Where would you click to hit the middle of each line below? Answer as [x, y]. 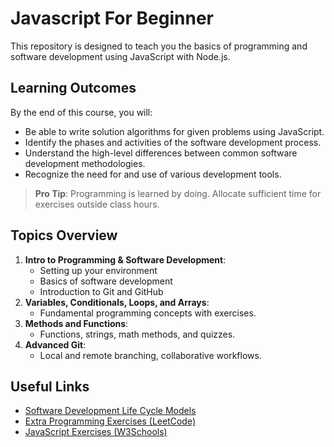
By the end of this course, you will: [81, 112]
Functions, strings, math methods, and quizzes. [137, 334]
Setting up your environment [98, 270]
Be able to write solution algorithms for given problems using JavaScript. [174, 131]
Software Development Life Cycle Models [110, 411]
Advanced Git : [55, 344]
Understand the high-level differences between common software [161, 153]
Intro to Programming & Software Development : [125, 259]
